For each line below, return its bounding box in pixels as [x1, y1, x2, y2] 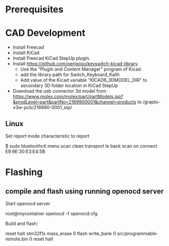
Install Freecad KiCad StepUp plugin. [12, 55, 91, 61]
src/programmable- [117, 230, 159, 236]
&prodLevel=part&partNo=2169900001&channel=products [12, 99, 137, 105]
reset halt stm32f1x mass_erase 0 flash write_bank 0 [5, 230, 116, 236]
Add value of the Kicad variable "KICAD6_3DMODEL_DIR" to [20, 77, 147, 83]
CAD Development [5, 27, 86, 39]
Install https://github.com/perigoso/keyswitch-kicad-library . [12, 61, 139, 67]
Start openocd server [5, 200, 50, 206]
